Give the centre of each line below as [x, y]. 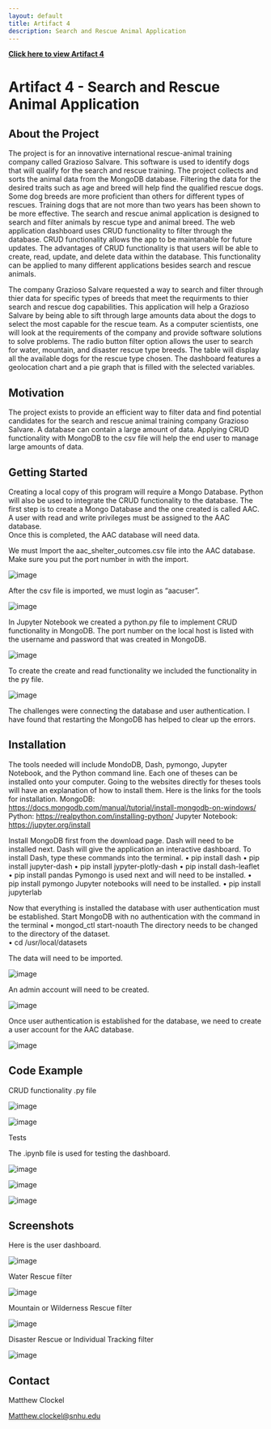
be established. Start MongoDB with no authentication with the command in [134, 916]
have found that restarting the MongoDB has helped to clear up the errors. [132, 719]
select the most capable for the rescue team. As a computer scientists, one [133, 324]
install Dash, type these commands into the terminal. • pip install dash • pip [134, 857]
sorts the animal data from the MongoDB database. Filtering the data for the [135, 179]
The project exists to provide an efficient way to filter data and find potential [135, 412]
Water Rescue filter [40, 1277]
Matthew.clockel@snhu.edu [55, 1416]
